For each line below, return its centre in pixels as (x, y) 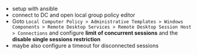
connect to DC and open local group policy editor (73, 15)
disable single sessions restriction (56, 39)
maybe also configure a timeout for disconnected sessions (85, 45)
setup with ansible (35, 9)
